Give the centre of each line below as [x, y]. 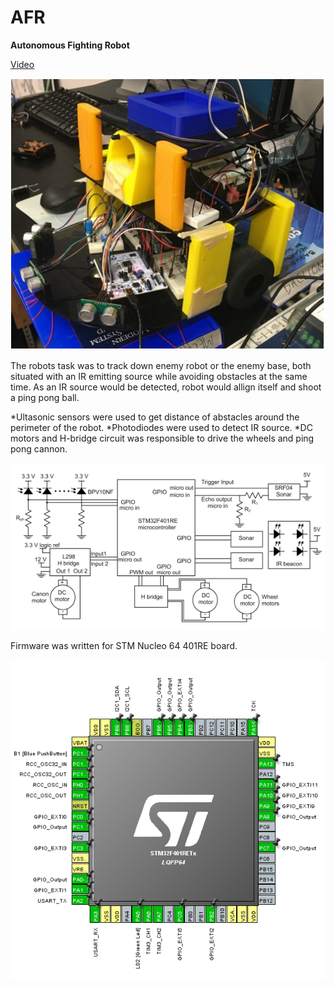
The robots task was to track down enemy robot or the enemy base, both [161, 365]
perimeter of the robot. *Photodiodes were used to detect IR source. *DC [161, 427]
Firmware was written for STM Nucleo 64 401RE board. [124, 646]
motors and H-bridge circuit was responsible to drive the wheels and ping [162, 438]
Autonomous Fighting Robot [70, 45]
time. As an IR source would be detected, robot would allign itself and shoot [166, 387]
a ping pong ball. [45, 397]
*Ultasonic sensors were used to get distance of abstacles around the [155, 417]
